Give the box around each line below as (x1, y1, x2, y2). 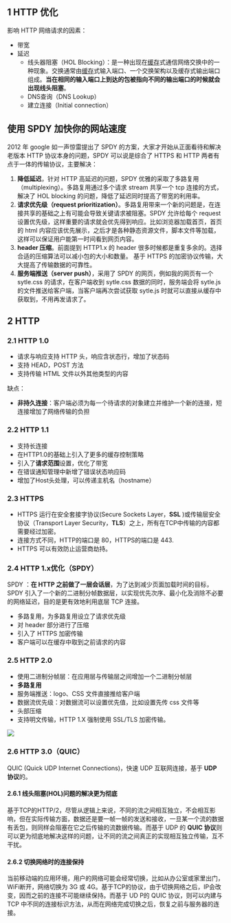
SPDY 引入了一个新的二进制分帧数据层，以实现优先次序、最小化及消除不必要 (7, 589, 223, 597)
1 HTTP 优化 (7, 6, 58, 19)
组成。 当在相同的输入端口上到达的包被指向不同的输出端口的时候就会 (27, 75, 221, 83)
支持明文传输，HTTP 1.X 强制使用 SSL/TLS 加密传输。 (16, 715, 170, 723)
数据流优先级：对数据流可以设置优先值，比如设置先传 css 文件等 (16, 698, 199, 706)
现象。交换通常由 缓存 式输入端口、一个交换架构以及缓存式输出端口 (33, 66, 221, 74)
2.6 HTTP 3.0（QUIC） (7, 747, 85, 756)
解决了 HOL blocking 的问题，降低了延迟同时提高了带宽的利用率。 (16, 191, 204, 200)
